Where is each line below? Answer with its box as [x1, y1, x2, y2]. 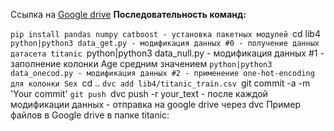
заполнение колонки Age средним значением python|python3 [10, 58, 273, 69]
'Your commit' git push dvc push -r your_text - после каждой [10, 88, 268, 99]
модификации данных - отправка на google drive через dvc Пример [10, 99, 301, 110]
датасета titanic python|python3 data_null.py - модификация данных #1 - [10, 47, 325, 59]
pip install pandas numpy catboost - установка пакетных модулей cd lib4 [10, 28, 321, 39]
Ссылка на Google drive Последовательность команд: [10, 9, 247, 20]
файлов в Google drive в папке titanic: [10, 109, 170, 121]
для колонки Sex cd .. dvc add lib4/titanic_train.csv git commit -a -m [10, 77, 311, 89]
